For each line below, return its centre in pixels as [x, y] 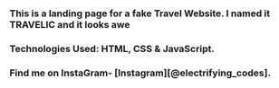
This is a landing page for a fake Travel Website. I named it [140, 13]
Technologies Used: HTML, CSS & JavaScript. [112, 48]
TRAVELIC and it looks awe [70, 24]
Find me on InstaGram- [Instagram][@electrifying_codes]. [140, 73]
